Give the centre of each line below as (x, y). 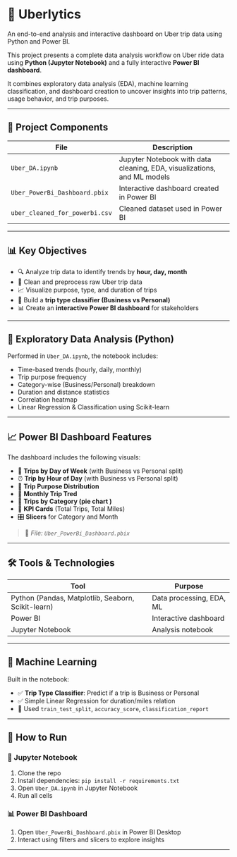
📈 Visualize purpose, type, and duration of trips (87, 290)
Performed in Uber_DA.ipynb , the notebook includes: (83, 356)
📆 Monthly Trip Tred (47, 494)
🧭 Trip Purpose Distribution (58, 486)
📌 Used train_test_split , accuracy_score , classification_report (113, 708)
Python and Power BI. (39, 41)
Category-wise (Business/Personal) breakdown (86, 385)
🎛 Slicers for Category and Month (68, 517)
